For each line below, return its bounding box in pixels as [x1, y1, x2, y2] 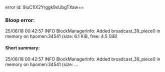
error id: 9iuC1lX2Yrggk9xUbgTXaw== [5, 4, 84, 10]
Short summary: [5, 44, 40, 50]
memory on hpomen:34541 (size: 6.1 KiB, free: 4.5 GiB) [5, 33, 117, 39]
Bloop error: [5, 16, 35, 23]
